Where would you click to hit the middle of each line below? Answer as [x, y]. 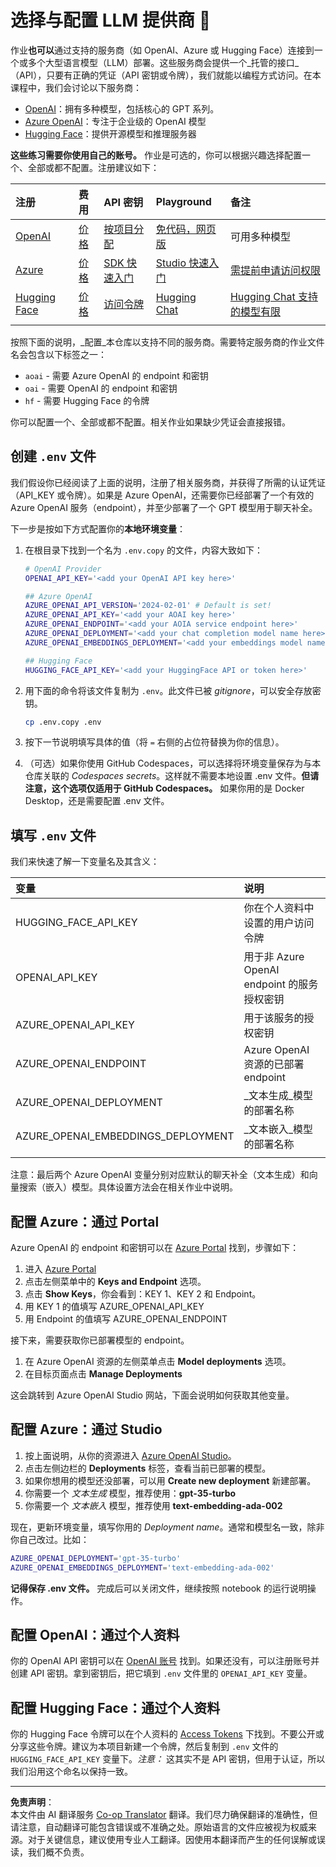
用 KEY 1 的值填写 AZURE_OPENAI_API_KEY [114, 1306]
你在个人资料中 [279, 908]
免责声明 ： [32, 1802]
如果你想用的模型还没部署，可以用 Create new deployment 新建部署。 [170, 1480]
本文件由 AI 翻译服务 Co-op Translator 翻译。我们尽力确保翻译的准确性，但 [164, 1815]
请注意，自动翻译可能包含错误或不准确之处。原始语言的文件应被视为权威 [159, 1827]
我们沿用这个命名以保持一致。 [71, 1772]
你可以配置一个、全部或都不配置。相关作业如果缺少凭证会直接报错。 [150, 422]
